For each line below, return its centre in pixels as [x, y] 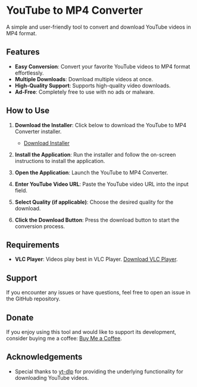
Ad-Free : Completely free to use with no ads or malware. [85, 92]
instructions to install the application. [60, 161]
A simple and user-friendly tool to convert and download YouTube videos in [99, 27]
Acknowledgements [44, 357]
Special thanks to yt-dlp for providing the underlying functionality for [99, 371]
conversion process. [40, 226]
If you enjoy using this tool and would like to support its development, [91, 332]
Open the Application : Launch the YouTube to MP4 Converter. [91, 172]
